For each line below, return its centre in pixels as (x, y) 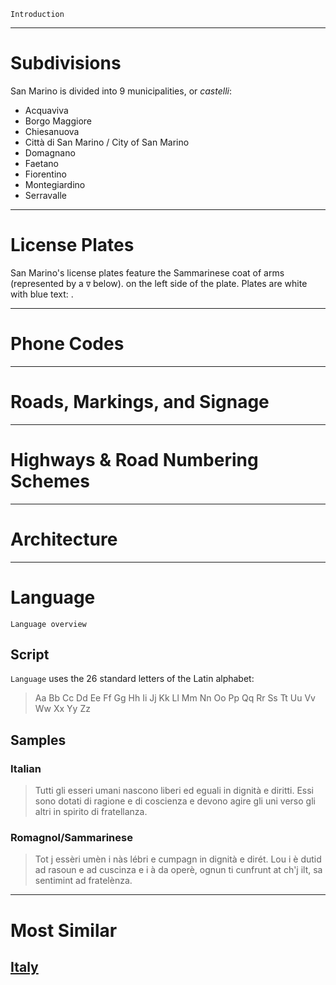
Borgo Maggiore (58, 121)
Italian (26, 768)
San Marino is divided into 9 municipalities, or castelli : (121, 91)
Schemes (50, 481)
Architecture (64, 539)
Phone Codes (67, 344)
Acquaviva (46, 110)
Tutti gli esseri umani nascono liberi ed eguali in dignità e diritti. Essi (174, 791)
